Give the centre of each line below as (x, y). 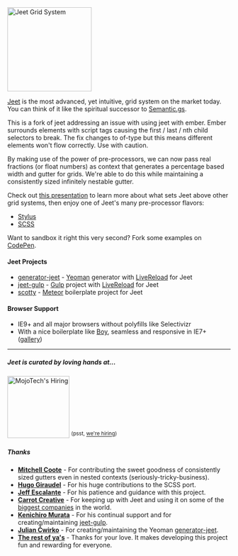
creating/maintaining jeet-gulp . (63, 523)
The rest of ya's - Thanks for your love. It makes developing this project (123, 538)
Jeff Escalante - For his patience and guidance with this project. (112, 492)
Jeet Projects (27, 261)
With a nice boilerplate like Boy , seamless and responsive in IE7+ (112, 331)
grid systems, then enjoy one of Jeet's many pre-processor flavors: (106, 203)
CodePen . (22, 245)
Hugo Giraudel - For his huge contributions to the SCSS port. (107, 485)
